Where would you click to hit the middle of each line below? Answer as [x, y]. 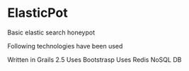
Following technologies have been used [65, 46]
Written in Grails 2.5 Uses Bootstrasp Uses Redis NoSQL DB [94, 59]
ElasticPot [38, 13]
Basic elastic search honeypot [51, 32]
